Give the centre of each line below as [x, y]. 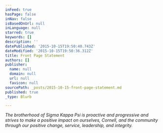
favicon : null [24, 83]
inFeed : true [18, 10]
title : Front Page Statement [35, 55]
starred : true [20, 33]
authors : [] [17, 60]
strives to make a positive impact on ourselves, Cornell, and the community [81, 120]
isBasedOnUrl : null [25, 23]
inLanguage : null [23, 28]
